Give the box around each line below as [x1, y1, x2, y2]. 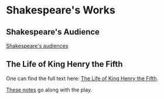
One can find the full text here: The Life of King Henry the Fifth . [6, 74, 159, 82]
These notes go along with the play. [6, 86, 93, 93]
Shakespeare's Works [6, 4, 115, 17]
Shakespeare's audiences [6, 42, 69, 49]
